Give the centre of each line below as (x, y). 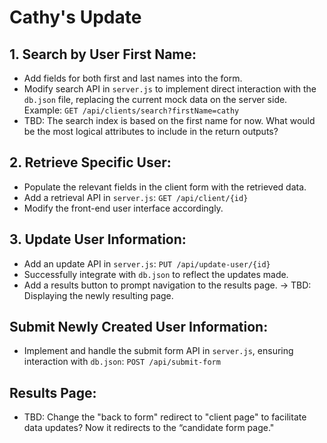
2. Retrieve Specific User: (90, 162)
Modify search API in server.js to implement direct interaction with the (170, 89)
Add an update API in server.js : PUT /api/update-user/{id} (147, 263)
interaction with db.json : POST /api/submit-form (122, 362)
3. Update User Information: (98, 239)
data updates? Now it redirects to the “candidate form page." (149, 428)
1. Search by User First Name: (103, 54)
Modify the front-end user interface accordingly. (123, 208)
